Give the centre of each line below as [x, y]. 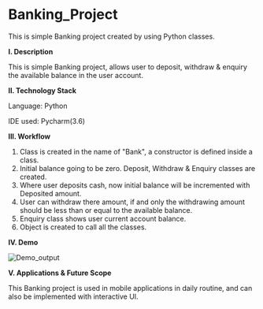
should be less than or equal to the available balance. [106, 210]
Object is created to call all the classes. [83, 227]
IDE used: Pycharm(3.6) [46, 121]
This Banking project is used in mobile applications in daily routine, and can [130, 288]
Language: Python [38, 106]
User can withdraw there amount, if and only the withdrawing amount [132, 202]
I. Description [31, 51]
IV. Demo [23, 242]
